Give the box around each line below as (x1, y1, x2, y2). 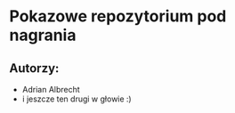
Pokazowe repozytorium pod (9, 6, 227, 27)
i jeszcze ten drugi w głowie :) (21, 93, 132, 104)
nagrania (9, 25, 77, 45)
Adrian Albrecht (21, 85, 80, 94)
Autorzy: (9, 61, 60, 76)
